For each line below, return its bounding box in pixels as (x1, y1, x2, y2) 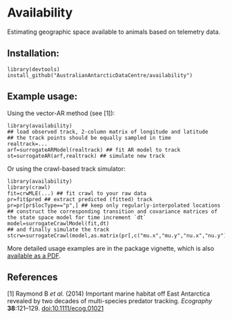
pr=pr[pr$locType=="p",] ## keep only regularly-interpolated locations (7, 202, 221, 209)
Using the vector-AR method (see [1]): (7, 109, 115, 117)
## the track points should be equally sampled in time (7, 134, 171, 141)
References (7, 271, 58, 283)
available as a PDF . (7, 251, 61, 260)
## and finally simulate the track (7, 226, 110, 233)
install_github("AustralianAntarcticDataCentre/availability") (7, 72, 193, 79)
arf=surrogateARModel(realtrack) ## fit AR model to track (7, 146, 181, 153)
